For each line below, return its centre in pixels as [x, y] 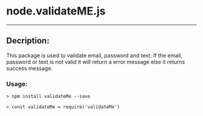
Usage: [17, 84]
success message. [30, 68]
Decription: [28, 41]
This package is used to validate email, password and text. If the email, [94, 55]
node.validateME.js [56, 11]
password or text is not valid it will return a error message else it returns [96, 62]
